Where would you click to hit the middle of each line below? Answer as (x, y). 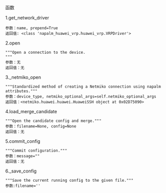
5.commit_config (23, 141)
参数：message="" (22, 156)
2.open (13, 43)
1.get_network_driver (27, 18)
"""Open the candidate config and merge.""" (53, 121)
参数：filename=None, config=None (41, 126)
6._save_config (21, 171)
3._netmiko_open (23, 77)
